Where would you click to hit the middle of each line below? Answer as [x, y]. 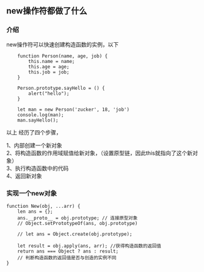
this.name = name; [52, 61]
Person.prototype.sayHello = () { [61, 88]
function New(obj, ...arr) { [43, 206]
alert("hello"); [49, 94]
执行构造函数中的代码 [42, 168]
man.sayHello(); [38, 120]
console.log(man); [41, 115]
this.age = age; [49, 67]
